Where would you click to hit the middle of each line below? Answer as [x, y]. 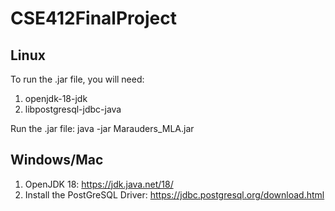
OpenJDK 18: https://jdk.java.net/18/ [99, 184]
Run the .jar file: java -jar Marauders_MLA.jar [102, 128]
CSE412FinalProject [93, 18]
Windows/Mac [57, 160]
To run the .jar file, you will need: [77, 79]
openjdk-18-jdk [56, 98]
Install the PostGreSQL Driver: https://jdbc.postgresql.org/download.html [174, 194]
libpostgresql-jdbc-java [73, 109]
